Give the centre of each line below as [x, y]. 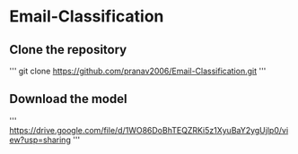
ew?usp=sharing [40, 140]
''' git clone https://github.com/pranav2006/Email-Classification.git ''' [138, 71]
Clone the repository [68, 50]
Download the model [68, 99]
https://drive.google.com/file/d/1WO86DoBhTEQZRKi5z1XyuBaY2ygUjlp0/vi [149, 130]
